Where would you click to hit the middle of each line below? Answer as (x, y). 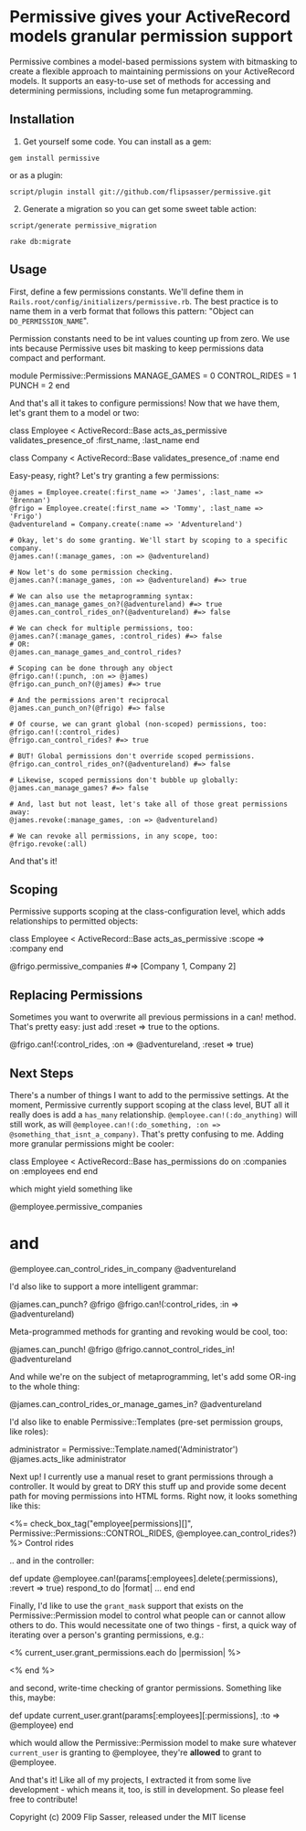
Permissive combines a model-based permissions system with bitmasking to (153, 61)
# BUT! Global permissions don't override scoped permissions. (132, 756)
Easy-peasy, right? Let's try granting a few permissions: (114, 475)
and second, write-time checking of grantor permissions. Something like (146, 1688)
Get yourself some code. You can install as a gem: (117, 141)
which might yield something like (71, 1189)
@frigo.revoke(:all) (49, 844)
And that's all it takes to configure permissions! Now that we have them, (145, 403)
